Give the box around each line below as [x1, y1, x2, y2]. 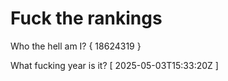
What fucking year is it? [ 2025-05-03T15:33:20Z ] [10, 59, 219, 71]
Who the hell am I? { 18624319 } [10, 40, 142, 52]
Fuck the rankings [10, 7, 163, 30]
